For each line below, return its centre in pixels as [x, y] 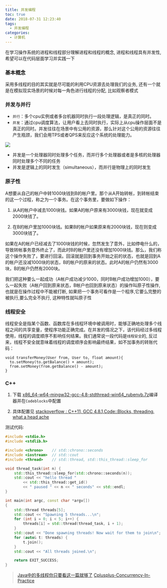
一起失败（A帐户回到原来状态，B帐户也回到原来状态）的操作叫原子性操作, [85, 285]
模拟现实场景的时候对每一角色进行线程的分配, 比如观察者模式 [76, 90]
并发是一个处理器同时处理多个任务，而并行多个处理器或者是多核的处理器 [86, 155]
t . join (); [33, 542]
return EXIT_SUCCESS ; [36, 560]
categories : [17, 33]
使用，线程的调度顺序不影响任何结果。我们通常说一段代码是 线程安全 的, [76, 336]
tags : [11, 24]
